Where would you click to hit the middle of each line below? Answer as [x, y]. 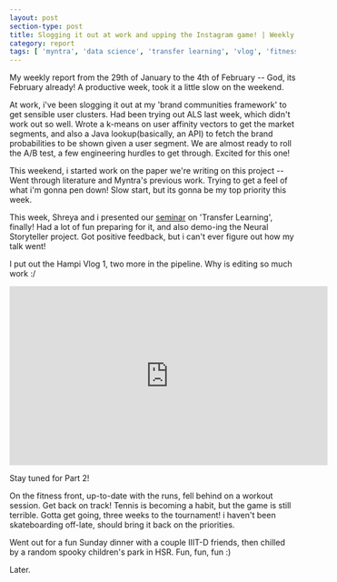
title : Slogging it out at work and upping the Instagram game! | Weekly [152, 35]
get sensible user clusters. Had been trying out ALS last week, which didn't [150, 115]
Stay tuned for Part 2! [50, 478]
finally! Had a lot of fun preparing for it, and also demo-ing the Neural [139, 227]
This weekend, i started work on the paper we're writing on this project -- [147, 171]
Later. [20, 570]
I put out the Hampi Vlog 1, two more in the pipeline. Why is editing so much [151, 264]
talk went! [28, 246]
